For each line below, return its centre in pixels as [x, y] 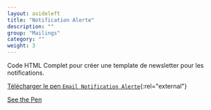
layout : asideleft [34, 13]
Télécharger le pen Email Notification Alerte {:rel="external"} [97, 86]
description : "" [31, 26]
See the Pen [25, 100]
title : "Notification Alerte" [51, 20]
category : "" [26, 39]
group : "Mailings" [34, 33]
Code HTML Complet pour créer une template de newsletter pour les [105, 65]
